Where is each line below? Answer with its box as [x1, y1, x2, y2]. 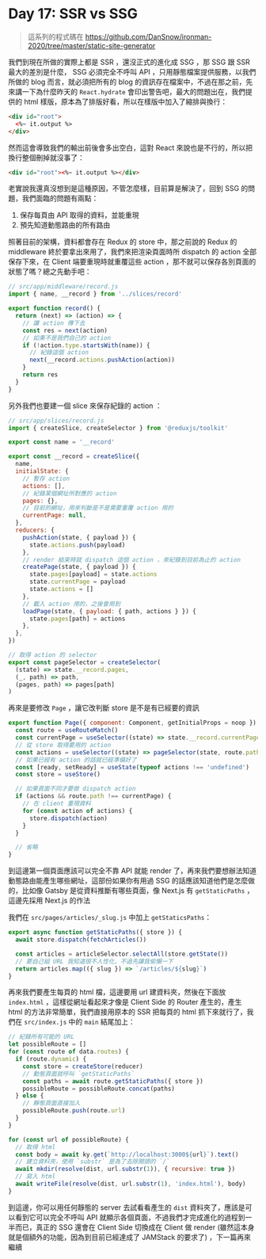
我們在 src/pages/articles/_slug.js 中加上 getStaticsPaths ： [8, 913, 212, 922]
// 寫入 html [15, 1173, 56, 1181]
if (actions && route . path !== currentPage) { [15, 792, 172, 800]
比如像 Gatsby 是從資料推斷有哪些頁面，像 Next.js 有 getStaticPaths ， [21, 886, 254, 895]
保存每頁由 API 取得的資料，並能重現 [19, 211, 140, 220]
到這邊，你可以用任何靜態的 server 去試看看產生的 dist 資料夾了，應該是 [8, 1202, 245, 1212]
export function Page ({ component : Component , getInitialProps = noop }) [8, 719, 257, 727]
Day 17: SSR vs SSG [8, 5, 139, 23]
